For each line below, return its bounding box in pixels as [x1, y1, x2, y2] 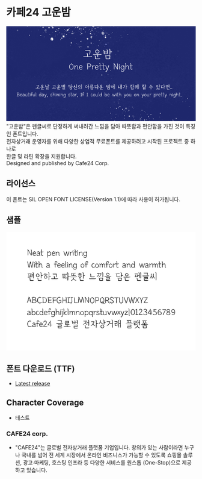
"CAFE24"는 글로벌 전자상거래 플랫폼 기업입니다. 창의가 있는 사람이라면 [14, 444, 183, 451]
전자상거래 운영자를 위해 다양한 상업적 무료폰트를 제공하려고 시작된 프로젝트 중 [6, 137, 189, 145]
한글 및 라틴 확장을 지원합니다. [6, 152, 77, 160]
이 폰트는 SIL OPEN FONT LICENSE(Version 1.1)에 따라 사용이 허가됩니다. [6, 195, 181, 202]
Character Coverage [6, 397, 84, 407]
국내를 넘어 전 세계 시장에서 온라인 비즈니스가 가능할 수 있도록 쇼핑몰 [21, 451, 182, 459]
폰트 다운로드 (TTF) [6, 363, 75, 374]
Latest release [14, 380, 50, 387]
